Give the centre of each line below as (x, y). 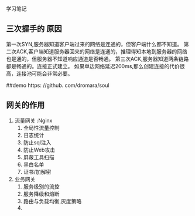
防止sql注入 (37, 142)
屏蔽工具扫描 (39, 157)
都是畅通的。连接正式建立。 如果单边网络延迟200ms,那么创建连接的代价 (93, 66)
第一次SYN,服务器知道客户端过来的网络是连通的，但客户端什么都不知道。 (94, 44)
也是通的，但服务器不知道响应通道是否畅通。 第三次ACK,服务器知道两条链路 (97, 59)
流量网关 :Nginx (33, 120)
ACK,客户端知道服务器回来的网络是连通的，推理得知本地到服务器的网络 (102, 51)
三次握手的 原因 (34, 29)
